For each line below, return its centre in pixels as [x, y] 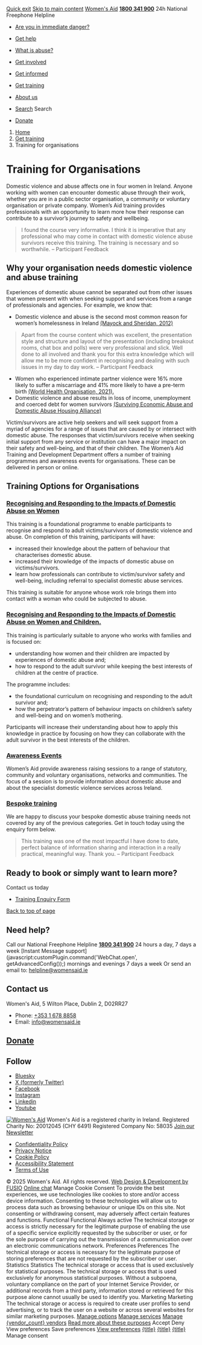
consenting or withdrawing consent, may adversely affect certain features [98, 1213]
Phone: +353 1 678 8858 [46, 1015]
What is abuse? [34, 50]
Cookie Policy [32, 1157]
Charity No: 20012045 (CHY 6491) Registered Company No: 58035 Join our [100, 1126]
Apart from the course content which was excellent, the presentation [106, 335]
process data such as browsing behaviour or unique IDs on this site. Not [96, 1207]
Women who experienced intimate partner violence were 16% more [99, 378]
